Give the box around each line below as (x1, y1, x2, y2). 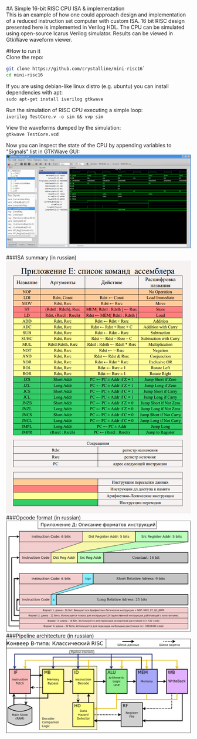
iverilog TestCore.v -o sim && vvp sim (6, 114, 104, 120)
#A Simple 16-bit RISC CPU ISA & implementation (6, 5, 125, 12)
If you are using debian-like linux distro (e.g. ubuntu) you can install (6, 82, 169, 90)
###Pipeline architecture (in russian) (6, 632, 94, 639)
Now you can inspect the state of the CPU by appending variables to (6, 141, 172, 149)
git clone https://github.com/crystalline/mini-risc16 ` (6, 66, 145, 72)
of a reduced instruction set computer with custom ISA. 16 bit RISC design (6, 18, 185, 24)
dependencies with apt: (6, 89, 63, 96)
